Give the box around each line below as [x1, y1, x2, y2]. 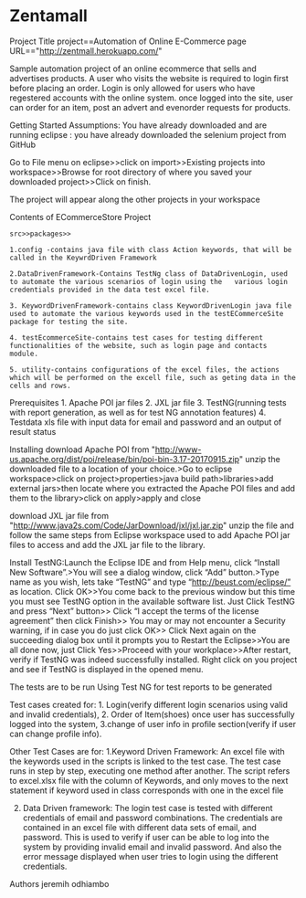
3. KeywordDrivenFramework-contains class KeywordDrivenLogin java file [9, 301, 292, 311]
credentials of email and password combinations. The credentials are [22, 812, 283, 823]
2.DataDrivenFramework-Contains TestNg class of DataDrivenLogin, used [9, 269, 288, 279]
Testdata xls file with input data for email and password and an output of [9, 417, 282, 428]
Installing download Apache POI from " [9, 444, 155, 455]
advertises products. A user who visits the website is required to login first [9, 72, 290, 83]
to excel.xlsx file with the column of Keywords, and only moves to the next [9, 775, 289, 786]
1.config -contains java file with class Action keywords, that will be [9, 245, 292, 254]
